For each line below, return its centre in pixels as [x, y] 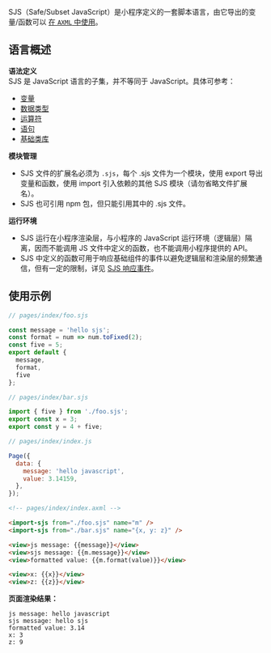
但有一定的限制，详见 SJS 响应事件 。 [96, 268]
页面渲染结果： [33, 599]
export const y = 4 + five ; [56, 427]
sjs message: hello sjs [49, 621]
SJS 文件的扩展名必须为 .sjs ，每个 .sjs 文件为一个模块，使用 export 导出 [141, 173]
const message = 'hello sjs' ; [59, 330]
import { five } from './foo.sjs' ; [68, 412]
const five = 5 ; [36, 345]
